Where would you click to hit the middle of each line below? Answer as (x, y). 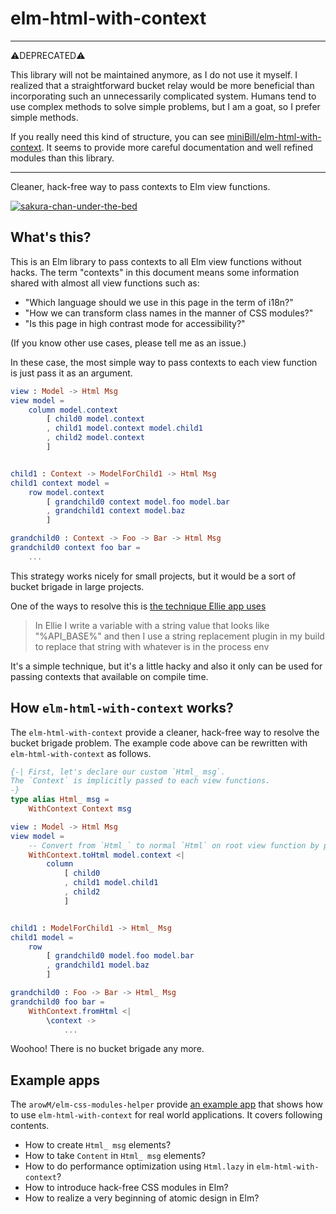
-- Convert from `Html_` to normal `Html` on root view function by (174, 845)
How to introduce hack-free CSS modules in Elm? (126, 1188)
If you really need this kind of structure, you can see (117, 136)
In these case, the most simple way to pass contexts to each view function (164, 362)
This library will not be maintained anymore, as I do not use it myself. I (154, 74)
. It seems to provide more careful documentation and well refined (177, 147)
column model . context (73, 410)
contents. (30, 1126)
